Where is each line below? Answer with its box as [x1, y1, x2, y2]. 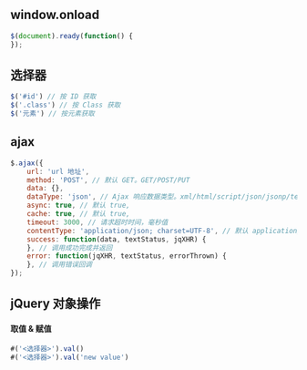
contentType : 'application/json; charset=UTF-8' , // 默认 [26, 226, 249, 235]
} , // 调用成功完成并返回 [26, 243, 113, 252]
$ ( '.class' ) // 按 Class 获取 [10, 100, 121, 110]
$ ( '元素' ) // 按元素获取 [10, 109, 95, 118]
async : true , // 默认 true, [26, 200, 130, 211]
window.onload [10, 7, 99, 23]
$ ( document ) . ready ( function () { [10, 31, 133, 40]
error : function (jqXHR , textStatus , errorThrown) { [26, 252, 227, 261]
